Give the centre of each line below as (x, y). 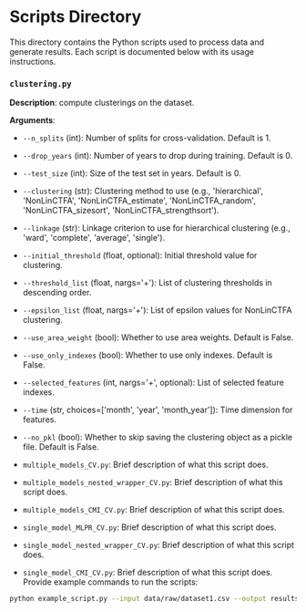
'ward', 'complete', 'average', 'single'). (94, 238)
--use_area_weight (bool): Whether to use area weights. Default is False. (158, 337)
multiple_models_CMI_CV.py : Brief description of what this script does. (153, 510)
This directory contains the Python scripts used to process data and (137, 42)
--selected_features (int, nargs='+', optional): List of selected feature (153, 383)
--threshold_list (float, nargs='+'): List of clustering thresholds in (148, 283)
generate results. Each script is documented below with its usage (132, 51)
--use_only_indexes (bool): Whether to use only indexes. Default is (148, 355)
